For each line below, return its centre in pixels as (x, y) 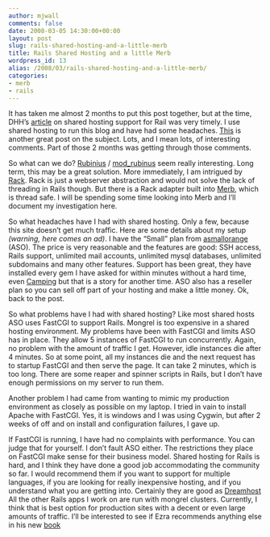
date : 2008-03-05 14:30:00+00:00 (64, 31)
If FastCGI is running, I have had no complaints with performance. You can (132, 440)
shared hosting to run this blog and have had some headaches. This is (125, 130)
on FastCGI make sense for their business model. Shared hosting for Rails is (134, 456)
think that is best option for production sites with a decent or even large (127, 508)
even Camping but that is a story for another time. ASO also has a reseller (130, 282)
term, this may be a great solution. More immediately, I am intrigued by (126, 172)
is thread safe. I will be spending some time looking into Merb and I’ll (122, 197)
